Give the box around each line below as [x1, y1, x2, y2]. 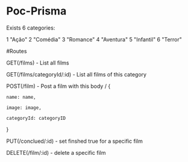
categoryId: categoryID [6, 115, 66, 121]
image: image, [6, 104, 42, 111]
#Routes [6, 47, 27, 55]
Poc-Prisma [6, 4, 67, 18]
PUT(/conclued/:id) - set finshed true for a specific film [6, 137, 143, 145]
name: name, [6, 94, 36, 100]
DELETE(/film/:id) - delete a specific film [6, 149, 107, 156]
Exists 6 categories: [6, 24, 55, 31]
